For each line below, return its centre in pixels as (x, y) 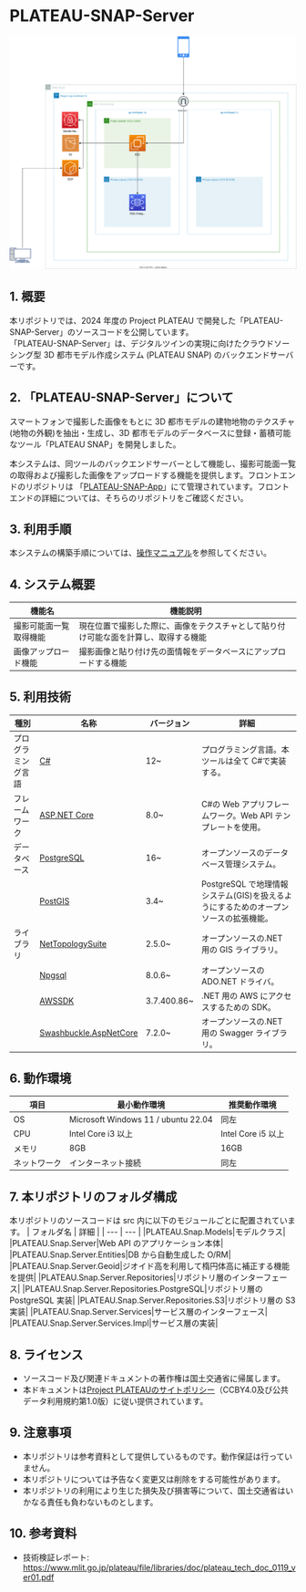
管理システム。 (253, 864)
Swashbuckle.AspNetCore (89, 1033)
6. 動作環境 (41, 1078)
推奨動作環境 (252, 1104)
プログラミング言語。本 (245, 750)
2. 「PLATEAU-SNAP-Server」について (122, 398)
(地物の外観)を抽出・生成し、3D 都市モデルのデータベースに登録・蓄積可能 (150, 432)
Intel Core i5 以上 (252, 1134)
